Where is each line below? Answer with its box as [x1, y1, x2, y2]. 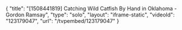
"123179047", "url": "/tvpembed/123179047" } [5, 18, 119, 24]
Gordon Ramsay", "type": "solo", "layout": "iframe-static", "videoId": [5, 11, 175, 18]
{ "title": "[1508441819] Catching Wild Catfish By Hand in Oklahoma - [5, 5, 177, 12]
